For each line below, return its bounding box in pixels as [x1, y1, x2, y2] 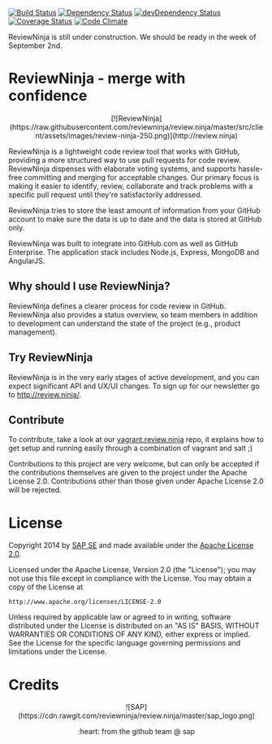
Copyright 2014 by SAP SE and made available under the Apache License [8, 540, 254, 550]
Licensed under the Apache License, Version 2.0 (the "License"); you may [8, 565, 257, 575]
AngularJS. [8, 256, 45, 265]
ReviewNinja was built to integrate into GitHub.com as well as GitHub [8, 239, 238, 248]
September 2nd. [8, 41, 63, 50]
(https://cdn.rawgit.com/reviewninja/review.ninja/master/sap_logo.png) [17, 711, 256, 720]
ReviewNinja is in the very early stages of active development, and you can [8, 372, 260, 382]
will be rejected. [8, 485, 63, 495]
